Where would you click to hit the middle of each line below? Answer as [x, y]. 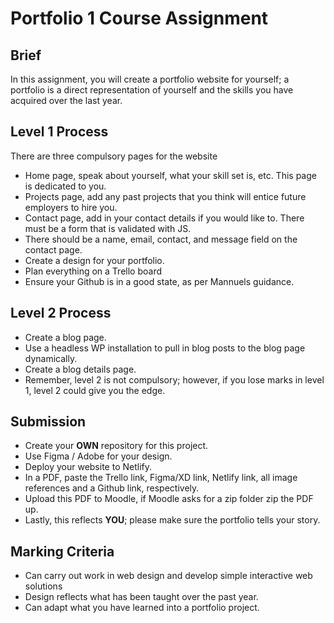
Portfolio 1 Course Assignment [139, 18]
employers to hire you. [71, 207]
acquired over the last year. [66, 100]
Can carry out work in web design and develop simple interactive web [168, 576]
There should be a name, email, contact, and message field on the [161, 239]
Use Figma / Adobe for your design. [98, 456]
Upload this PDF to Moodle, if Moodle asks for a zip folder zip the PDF [169, 499]
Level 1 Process [59, 132]
